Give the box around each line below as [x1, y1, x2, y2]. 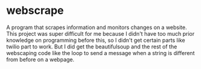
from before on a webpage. [6, 56, 74, 63]
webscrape [6, 4, 64, 18]
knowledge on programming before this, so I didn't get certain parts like [6, 36, 186, 44]
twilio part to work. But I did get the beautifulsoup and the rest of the [6, 43, 177, 50]
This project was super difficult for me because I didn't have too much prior [6, 30, 195, 37]
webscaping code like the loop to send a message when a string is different [6, 49, 195, 56]
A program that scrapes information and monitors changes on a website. [6, 24, 187, 31]
